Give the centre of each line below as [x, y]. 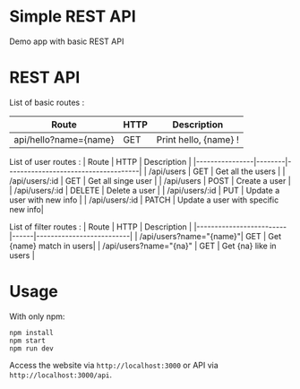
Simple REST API [73, 17]
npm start [28, 341]
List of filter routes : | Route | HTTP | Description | [101, 227]
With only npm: [37, 316]
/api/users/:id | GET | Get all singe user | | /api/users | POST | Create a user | [150, 180]
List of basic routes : [47, 102]
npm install [31, 333]
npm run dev [31, 348]
